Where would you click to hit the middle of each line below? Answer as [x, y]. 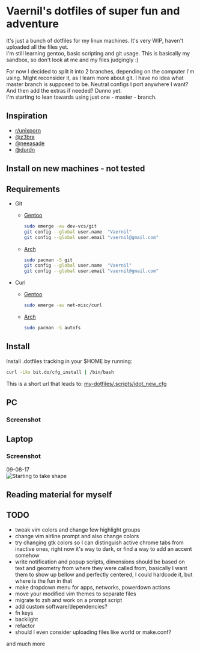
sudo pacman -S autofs [52, 328]
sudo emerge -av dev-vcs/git [60, 226]
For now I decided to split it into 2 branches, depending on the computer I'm [100, 71]
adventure [32, 24]
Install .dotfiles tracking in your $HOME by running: [69, 361]
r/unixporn [28, 130]
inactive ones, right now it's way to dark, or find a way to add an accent [103, 548]
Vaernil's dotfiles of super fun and [93, 11]
